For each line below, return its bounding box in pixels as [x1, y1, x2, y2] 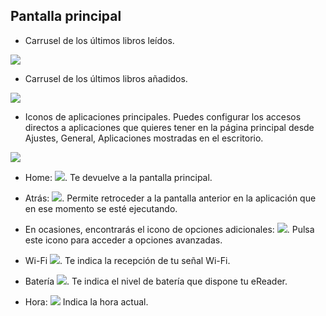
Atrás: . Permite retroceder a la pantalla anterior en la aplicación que [24, 192, 317, 204]
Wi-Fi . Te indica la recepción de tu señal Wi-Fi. [24, 254, 231, 266]
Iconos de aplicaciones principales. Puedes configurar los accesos [24, 110, 302, 123]
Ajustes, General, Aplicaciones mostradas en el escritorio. [24, 132, 264, 144]
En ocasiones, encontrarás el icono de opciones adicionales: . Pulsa [24, 223, 315, 235]
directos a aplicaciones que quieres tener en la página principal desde [24, 121, 315, 133]
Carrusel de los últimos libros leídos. [24, 34, 175, 46]
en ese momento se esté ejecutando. [24, 202, 178, 214]
